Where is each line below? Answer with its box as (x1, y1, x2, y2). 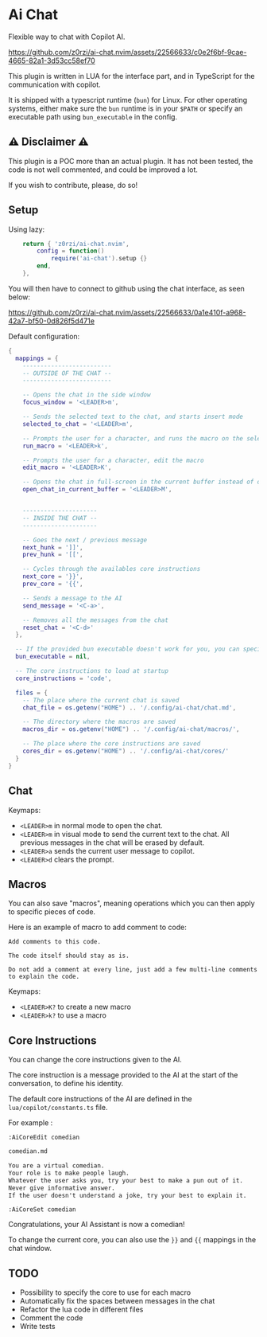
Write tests (19, 1322, 56, 1331)
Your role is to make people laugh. (8, 1169, 130, 1177)
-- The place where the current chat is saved (22, 696, 180, 704)
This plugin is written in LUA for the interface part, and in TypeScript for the (8, 71, 255, 80)
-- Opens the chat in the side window (22, 391, 151, 399)
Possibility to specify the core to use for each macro (19, 1288, 192, 1297)
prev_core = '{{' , (22, 580, 83, 588)
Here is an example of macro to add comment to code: (8, 922, 187, 932)
